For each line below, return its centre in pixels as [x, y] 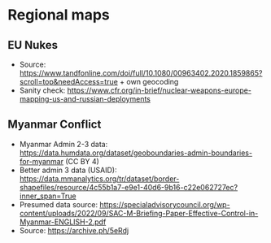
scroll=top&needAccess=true [69, 82]
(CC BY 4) [82, 161]
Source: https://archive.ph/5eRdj [74, 230]
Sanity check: [42, 90]
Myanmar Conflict [55, 125]
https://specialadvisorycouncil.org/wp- [165, 204]
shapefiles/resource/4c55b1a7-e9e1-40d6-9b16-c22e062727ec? [128, 187]
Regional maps [59, 15]
